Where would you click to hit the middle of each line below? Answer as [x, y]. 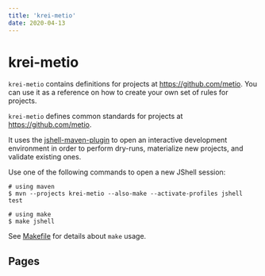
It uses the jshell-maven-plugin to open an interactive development [118, 140]
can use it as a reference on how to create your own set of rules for [118, 93]
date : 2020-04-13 [37, 23]
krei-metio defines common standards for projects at [96, 117]
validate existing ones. [45, 157]
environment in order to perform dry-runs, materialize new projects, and [126, 148]
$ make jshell [32, 222]
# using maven [32, 187]
